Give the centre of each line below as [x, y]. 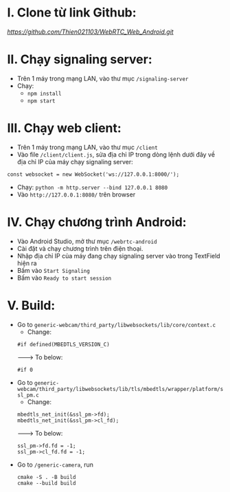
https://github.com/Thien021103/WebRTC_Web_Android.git [90, 32]
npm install [44, 93]
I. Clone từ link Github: [72, 13]
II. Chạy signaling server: [80, 59]
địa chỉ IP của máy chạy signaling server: [75, 161]
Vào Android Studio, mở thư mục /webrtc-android [87, 241]
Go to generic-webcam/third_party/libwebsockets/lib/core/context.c [116, 324]
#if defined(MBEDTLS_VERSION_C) [63, 344]
